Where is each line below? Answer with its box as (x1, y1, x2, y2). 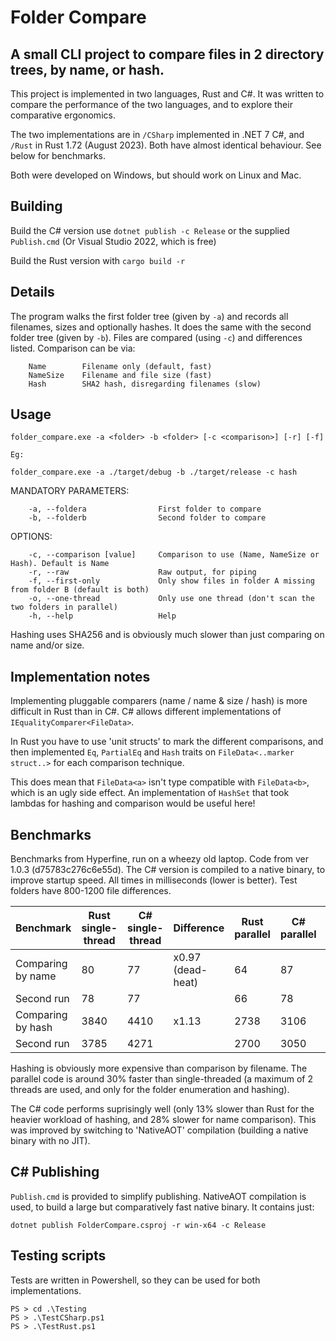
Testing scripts (10, 1247, 107, 1265)
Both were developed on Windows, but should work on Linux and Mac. (10, 169, 302, 181)
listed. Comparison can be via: (10, 342, 136, 354)
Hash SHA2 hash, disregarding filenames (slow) (28, 379, 262, 389)
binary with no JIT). (10, 1135, 91, 1147)
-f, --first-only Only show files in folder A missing (28, 576, 315, 586)
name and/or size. (10, 639, 85, 651)
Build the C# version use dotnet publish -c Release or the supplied (10, 224, 290, 236)
